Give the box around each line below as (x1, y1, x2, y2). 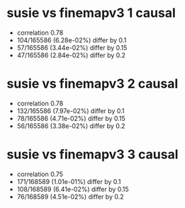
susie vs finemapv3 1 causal (6, 5, 176, 21)
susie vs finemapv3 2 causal (6, 76, 179, 92)
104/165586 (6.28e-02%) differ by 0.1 (16, 35, 127, 44)
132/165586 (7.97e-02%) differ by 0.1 (16, 106, 125, 115)
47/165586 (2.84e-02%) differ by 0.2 (16, 51, 125, 59)
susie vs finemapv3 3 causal (6, 146, 179, 163)
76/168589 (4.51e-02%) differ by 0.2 (16, 192, 125, 201)
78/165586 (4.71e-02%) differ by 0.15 (16, 114, 125, 122)
